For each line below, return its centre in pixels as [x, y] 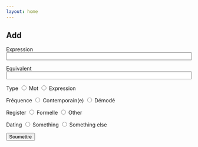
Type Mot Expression [41, 88]
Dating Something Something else [57, 125]
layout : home [22, 11]
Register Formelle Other [44, 113]
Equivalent [19, 69]
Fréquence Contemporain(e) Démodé [61, 101]
